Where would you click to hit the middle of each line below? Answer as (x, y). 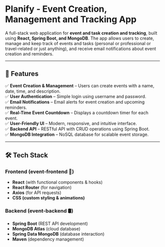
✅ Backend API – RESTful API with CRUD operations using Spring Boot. (77, 129)
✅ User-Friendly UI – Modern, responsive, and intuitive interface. (71, 123)
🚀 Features (22, 74)
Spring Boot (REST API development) (50, 223)
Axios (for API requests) (37, 193)
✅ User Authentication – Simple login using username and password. (76, 96)
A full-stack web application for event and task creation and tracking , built (81, 33)
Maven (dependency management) (48, 239)
